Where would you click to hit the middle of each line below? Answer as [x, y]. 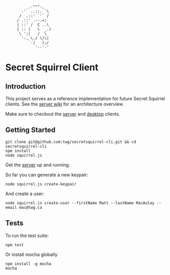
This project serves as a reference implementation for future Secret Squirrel [85, 99]
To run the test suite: [27, 236]
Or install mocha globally [31, 254]
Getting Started [30, 130]
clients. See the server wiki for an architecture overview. [65, 104]
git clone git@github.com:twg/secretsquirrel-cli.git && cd [71, 142]
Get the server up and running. [38, 165]
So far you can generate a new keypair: [47, 175]
